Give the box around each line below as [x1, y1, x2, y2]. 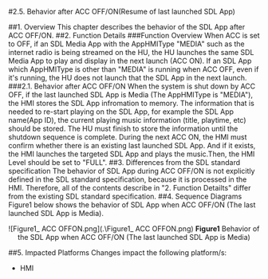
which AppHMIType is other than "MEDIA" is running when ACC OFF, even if [8, 65, 259, 74]
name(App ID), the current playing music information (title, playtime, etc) [8, 116, 246, 124]
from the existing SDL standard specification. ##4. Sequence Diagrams [8, 191, 242, 201]
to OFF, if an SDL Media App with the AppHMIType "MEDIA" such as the [8, 39, 245, 49]
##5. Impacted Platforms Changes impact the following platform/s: [8, 248, 227, 257]
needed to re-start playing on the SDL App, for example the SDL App [8, 107, 234, 116]
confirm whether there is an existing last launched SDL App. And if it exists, [8, 141, 256, 150]
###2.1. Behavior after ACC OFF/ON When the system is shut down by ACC [8, 81, 256, 91]
